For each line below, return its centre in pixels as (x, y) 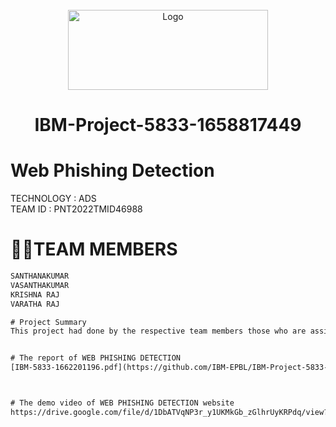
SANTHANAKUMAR (40, 276)
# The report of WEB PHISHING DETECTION (96, 358)
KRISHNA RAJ (35, 294)
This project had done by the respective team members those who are (158, 331)
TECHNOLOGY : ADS (53, 199)
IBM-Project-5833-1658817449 (168, 125)
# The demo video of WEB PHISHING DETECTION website (122, 403)
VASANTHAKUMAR (40, 285)
